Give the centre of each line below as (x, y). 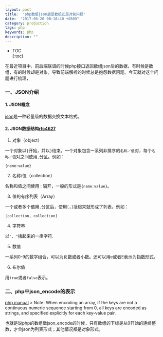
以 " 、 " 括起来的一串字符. (29, 236)
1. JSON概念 (18, 105)
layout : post (18, 10)
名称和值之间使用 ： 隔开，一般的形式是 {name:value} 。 (58, 186)
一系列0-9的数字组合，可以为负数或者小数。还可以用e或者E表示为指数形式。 (81, 257)
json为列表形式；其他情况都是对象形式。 (62, 329)
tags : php (15, 28)
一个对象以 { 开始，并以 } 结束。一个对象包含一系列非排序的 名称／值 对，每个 (78, 151)
